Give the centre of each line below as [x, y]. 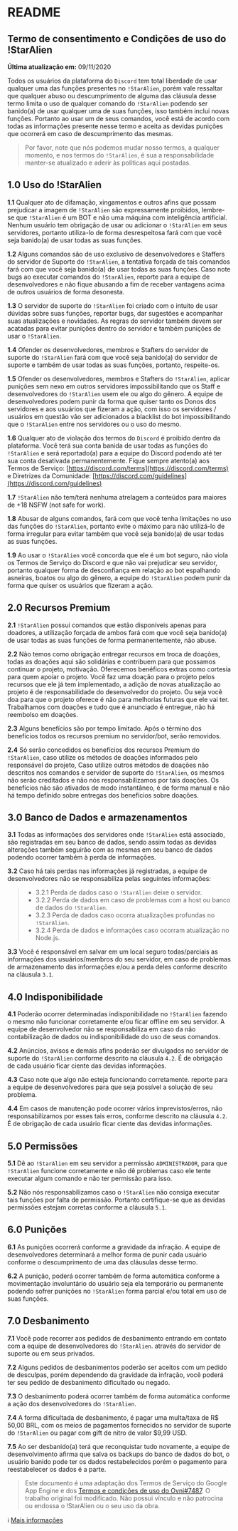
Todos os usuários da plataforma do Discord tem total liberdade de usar [112, 81]
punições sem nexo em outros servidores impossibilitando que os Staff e [114, 386]
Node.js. [48, 938]
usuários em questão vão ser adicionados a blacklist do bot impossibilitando [119, 416]
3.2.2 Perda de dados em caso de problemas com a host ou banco [133, 900]
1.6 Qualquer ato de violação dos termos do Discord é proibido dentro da [114, 438]
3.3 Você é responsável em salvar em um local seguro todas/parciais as [113, 952]
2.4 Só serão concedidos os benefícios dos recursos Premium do [104, 750]
